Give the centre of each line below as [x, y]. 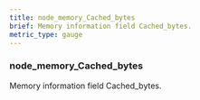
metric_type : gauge [46, 34]
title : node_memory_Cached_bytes [72, 18]
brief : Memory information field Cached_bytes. [101, 26]
